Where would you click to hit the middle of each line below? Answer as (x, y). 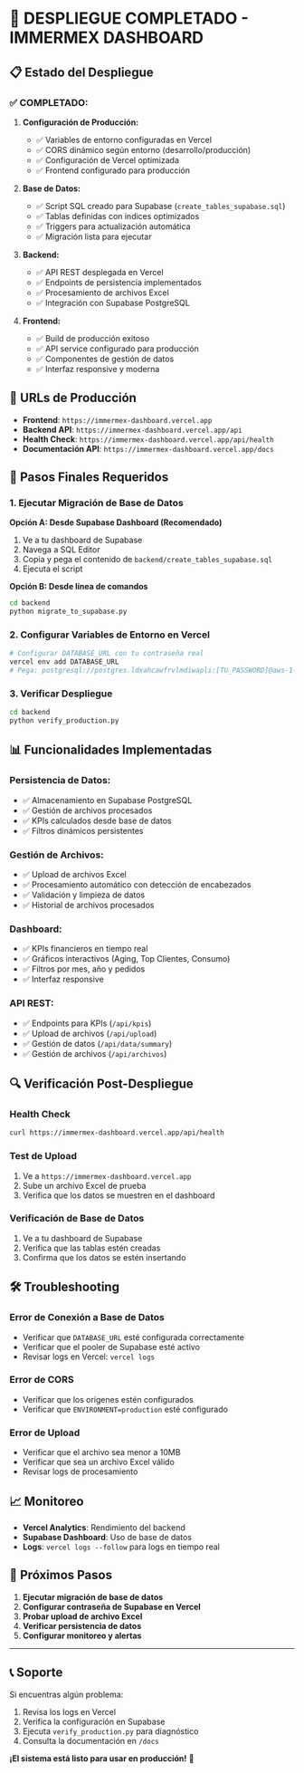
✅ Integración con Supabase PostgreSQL (113, 302)
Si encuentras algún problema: (66, 1694)
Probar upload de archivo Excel (82, 1616)
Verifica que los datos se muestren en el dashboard (119, 1195)
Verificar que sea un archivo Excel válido (98, 1462)
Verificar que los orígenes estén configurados (108, 1399)
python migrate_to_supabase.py (68, 612)
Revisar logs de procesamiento (80, 1471)
